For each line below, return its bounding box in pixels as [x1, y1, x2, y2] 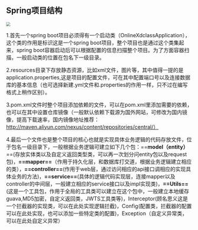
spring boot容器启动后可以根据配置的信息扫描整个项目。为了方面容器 [16, 46, 184, 53]
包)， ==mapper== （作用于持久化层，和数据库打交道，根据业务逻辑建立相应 [6, 158, 192, 165]
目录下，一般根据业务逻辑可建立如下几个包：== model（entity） [31, 143, 189, 150]
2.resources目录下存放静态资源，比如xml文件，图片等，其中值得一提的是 [6, 66, 184, 73]
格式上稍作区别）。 [6, 88, 50, 96]
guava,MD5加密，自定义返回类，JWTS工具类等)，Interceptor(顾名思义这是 [6, 195, 188, 202]
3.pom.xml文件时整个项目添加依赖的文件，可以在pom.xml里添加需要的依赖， [6, 101, 193, 108]
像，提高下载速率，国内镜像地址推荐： [6, 116, 99, 123]
